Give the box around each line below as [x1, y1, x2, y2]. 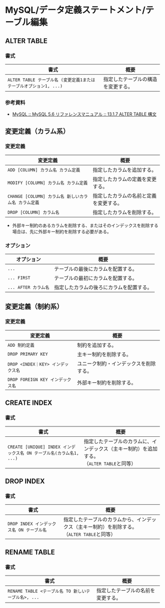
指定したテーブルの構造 [103, 76, 157, 83]
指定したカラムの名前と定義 [92, 192, 157, 199]
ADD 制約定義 [7, 342, 35, 348]
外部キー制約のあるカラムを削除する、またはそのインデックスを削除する [12, 222, 159, 228]
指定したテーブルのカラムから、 [63, 516, 137, 523]
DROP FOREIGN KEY [7, 377, 48, 382]
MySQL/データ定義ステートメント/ [5, 4, 146, 16]
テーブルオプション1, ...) [7, 83, 63, 89]
